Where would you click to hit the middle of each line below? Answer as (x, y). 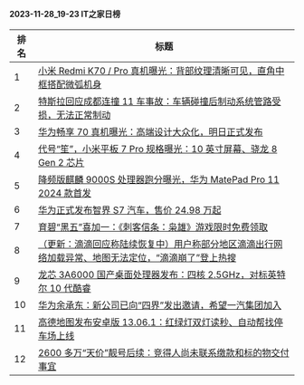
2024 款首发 (65, 193)
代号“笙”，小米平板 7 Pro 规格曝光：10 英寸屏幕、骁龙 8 (157, 149)
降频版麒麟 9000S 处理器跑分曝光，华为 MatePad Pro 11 (159, 179)
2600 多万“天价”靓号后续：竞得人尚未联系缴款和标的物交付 (163, 353)
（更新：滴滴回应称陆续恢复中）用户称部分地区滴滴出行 (156, 245)
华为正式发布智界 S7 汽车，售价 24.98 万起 (129, 210)
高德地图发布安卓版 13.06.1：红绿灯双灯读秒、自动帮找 (156, 322)
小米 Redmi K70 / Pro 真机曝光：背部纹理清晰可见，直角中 (161, 71)
